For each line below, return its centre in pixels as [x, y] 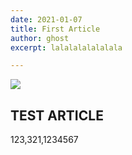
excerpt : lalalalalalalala [66, 47]
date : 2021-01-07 [46, 19]
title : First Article [55, 29]
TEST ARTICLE [57, 115]
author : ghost [40, 38]
